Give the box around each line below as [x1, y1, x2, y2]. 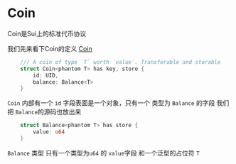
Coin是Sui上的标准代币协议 [7, 29, 87, 38]
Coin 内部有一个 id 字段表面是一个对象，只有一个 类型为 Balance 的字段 [7, 99, 215, 107]
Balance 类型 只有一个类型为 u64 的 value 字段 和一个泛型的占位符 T [7, 148, 200, 157]
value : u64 [33, 129, 65, 136]
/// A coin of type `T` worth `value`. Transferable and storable [20, 58, 221, 65]
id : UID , [33, 72, 59, 79]
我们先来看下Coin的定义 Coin [7, 44, 92, 53]
